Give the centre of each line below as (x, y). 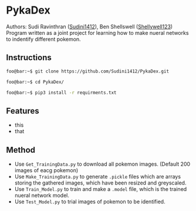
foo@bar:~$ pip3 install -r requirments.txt (61, 93)
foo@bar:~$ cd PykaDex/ (35, 82)
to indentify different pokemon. (43, 39)
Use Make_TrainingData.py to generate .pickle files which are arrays (97, 177)
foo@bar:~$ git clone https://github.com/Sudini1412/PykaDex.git (87, 71)
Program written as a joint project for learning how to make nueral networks (97, 32)
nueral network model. (42, 195)
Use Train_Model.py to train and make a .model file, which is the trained (101, 189)
